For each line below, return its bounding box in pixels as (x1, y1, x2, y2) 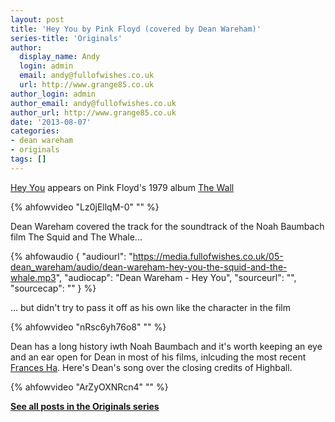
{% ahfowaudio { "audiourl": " (10, 250, 133, 262)
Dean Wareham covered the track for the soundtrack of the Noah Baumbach (10, 220, 325, 232)
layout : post (10, 14, 65, 25)
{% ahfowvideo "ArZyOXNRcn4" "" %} (10, 381, 169, 393)
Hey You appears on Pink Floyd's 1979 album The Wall (10, 181, 235, 193)
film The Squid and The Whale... (10, 231, 143, 243)
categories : (10, 126, 60, 136)
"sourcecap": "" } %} (10, 282, 97, 294)
